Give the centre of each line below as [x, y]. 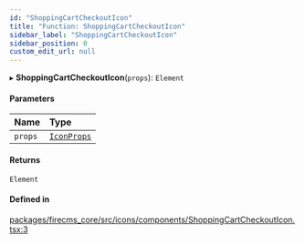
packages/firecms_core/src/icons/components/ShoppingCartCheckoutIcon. [152, 219]
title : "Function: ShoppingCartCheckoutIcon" [97, 26]
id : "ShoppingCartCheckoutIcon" [71, 18]
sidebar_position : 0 [49, 43]
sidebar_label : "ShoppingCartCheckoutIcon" [94, 35]
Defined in [30, 199]
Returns [25, 159]
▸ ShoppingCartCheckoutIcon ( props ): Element [97, 77]
